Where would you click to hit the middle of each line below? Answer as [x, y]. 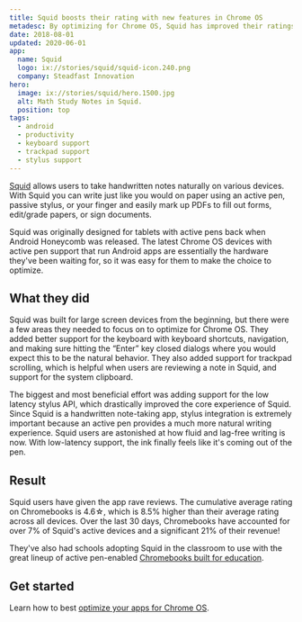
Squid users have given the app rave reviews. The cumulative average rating [151, 502]
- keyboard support [54, 143]
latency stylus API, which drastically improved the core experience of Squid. [151, 404]
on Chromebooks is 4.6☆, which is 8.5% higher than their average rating [144, 512]
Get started [42, 586]
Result [28, 480]
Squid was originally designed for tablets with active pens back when [138, 231]
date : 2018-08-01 [42, 34]
